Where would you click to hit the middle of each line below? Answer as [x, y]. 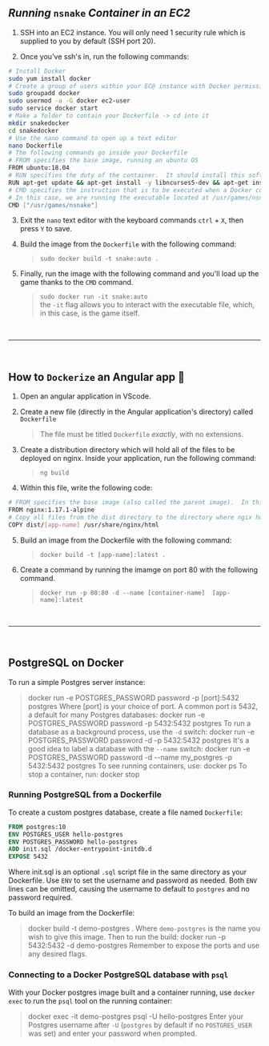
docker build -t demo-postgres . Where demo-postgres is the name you [144, 928]
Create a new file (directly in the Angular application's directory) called [137, 412]
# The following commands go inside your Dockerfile [98, 153]
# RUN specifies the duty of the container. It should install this [127, 175]
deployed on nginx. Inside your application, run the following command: [138, 459]
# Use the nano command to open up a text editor [93, 138]
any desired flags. [58, 954]
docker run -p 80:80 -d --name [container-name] [122, 593]
